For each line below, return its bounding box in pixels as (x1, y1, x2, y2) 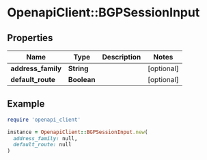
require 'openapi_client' (7, 116, 81, 123)
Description (102, 53, 141, 62)
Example (7, 98, 45, 110)
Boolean (68, 75, 96, 84)
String (68, 64, 89, 73)
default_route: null (13, 142, 72, 148)
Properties (7, 32, 53, 44)
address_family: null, (13, 135, 78, 142)
